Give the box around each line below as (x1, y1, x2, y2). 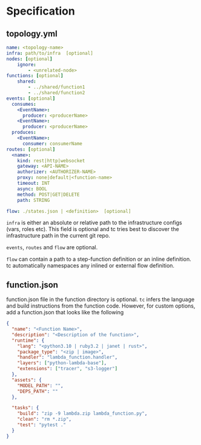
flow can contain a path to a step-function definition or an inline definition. (6, 255, 192, 263)
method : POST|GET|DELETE (17, 191, 80, 198)
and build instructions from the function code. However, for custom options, (6, 302, 196, 309)
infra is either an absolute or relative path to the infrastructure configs (6, 219, 183, 226)
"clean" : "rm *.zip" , (17, 416, 71, 423)
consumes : (12, 101, 36, 107)
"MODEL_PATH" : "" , (17, 382, 64, 388)
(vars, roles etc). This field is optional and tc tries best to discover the (6, 226, 180, 233)
